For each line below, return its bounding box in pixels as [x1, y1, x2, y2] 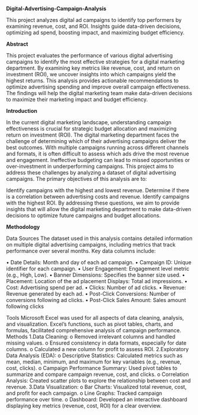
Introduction [6, 108, 37, 114]
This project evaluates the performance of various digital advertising [6, 52, 173, 59]
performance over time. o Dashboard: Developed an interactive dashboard [6, 396, 187, 403]
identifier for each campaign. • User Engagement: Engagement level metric [6, 265, 190, 272]
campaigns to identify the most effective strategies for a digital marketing [6, 59, 185, 65]
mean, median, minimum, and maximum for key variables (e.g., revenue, [6, 358, 182, 365]
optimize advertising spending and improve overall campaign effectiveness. [6, 83, 190, 90]
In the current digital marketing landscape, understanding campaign [6, 119, 172, 126]
